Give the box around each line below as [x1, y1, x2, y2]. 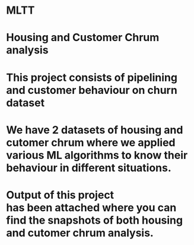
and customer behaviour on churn [6, 83, 178, 97]
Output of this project [6, 188, 115, 202]
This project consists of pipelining [6, 71, 178, 84]
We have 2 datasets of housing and [6, 123, 183, 137]
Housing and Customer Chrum [6, 31, 160, 45]
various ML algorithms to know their [6, 148, 188, 162]
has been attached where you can [6, 200, 177, 214]
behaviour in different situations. [6, 161, 172, 174]
